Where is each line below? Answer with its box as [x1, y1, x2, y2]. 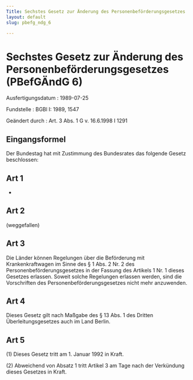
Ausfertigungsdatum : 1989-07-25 [6, 95, 89, 102]
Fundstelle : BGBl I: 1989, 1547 [6, 106, 79, 113]
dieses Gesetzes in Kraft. [6, 368, 67, 375]
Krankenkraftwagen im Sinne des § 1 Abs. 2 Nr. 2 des [6, 260, 135, 268]
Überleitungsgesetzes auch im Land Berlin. [6, 318, 111, 325]
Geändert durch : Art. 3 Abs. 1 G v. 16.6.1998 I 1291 [6, 117, 128, 124]
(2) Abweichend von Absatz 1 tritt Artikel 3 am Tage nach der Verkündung [6, 362, 185, 369]
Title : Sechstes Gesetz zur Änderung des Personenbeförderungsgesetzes [6, 8, 185, 15]
